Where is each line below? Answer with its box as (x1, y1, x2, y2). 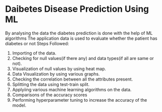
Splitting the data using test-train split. (12, 81, 90, 87)
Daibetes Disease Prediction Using (5, 3, 149, 15)
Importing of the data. (12, 50, 56, 56)
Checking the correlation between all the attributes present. (12, 76, 133, 82)
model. (12, 102, 27, 108)
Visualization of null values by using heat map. (12, 65, 107, 72)
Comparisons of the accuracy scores (12, 92, 87, 98)
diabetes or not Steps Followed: (5, 40, 69, 46)
